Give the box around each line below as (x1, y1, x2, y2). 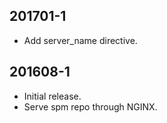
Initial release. (23, 90, 82, 102)
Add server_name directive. (23, 34, 138, 46)
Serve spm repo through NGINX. (23, 100, 158, 113)
